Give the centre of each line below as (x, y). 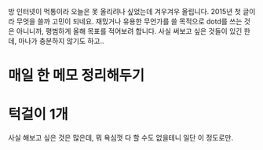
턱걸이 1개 (38, 114)
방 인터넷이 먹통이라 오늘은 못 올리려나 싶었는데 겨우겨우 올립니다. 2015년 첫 (125, 11)
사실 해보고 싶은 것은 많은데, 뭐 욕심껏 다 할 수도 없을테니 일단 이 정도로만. (121, 138)
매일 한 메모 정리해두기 (77, 76)
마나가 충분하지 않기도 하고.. (61, 41)
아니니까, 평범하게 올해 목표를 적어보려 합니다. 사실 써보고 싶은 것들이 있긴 (129, 31)
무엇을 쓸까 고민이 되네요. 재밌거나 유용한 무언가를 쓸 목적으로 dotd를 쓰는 (129, 21)
